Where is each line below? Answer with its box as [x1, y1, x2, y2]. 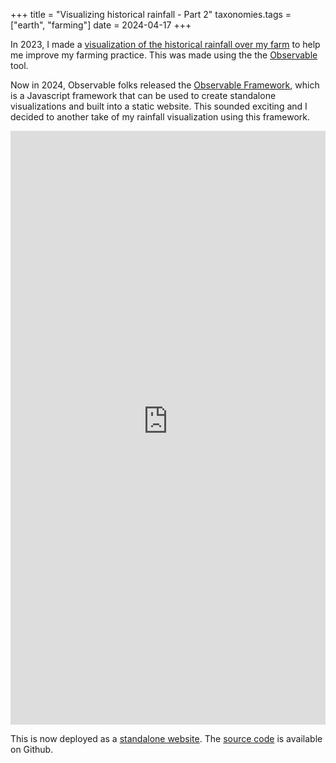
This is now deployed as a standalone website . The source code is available [10, 733, 323, 744]
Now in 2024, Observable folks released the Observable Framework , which [10, 79, 320, 91]
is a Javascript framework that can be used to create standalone [10, 90, 277, 101]
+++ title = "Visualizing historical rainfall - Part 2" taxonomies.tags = [10, 9, 292, 20]
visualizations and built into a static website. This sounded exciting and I [10, 100, 308, 112]
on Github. [10, 744, 54, 755]
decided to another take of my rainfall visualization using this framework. [10, 111, 311, 123]
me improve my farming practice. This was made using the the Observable [10, 49, 318, 61]
